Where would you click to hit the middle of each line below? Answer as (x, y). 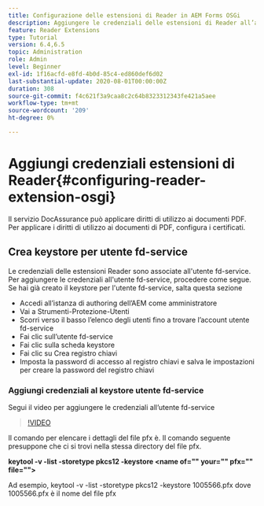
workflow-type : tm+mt (44, 103)
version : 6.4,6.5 (37, 45)
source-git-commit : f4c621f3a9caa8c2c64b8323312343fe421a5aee (112, 96)
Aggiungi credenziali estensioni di (122, 164)
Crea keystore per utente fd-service (98, 252)
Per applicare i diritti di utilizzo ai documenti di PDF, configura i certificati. (127, 227)
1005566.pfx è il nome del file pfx (62, 493)
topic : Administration (45, 52)
